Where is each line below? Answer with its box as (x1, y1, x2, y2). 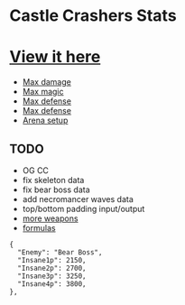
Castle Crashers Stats (9, 5, 178, 26)
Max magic (22, 87, 64, 97)
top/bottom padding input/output (22, 203, 145, 214)
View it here (9, 47, 101, 68)
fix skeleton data (22, 174, 85, 185)
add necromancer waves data (22, 193, 134, 204)
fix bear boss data (22, 184, 90, 195)
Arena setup (22, 115, 69, 126)
